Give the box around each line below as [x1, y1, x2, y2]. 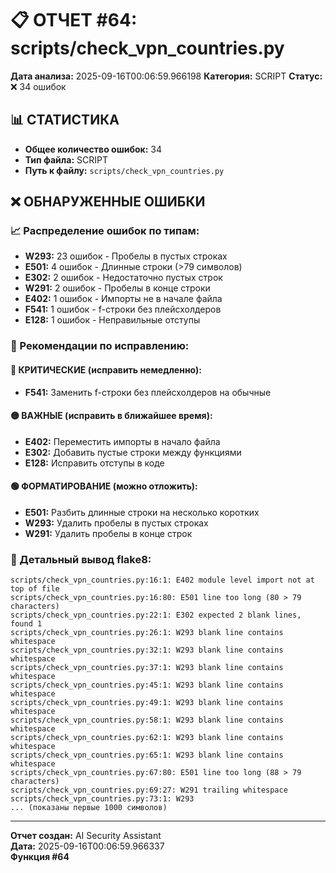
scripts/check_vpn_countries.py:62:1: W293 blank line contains [10, 733, 284, 743]
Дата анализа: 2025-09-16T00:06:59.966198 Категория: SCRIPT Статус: [10, 70, 323, 82]
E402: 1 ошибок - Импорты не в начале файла [24, 293, 223, 305]
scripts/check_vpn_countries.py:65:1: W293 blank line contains [10, 750, 284, 761]
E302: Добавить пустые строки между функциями [24, 446, 242, 458]
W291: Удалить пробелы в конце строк [24, 527, 193, 539]
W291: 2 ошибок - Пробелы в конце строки [24, 282, 211, 294]
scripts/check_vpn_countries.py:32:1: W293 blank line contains [10, 645, 284, 656]
